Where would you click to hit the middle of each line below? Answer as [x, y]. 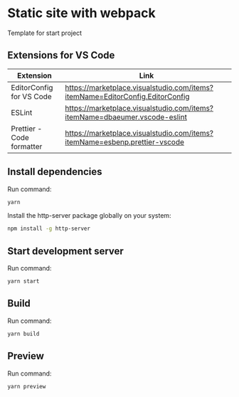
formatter [27, 146]
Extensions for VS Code [61, 55]
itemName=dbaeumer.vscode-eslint [126, 117]
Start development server [66, 251]
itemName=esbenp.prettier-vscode [125, 142]
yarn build [23, 333]
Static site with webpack [81, 13]
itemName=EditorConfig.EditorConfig [127, 96]
